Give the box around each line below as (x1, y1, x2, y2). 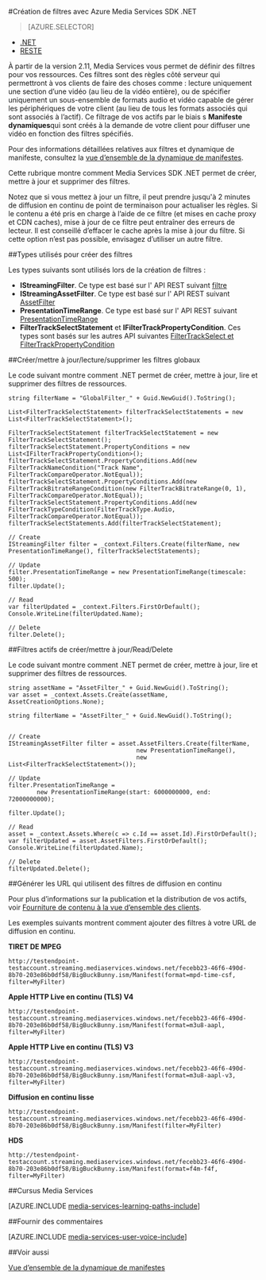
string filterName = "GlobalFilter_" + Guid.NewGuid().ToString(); (8, 394, 237, 402)
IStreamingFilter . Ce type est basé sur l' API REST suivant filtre (19, 281, 228, 289)
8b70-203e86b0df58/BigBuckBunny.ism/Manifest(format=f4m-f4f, (8, 1165, 218, 1173)
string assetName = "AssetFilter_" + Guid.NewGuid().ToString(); (8, 684, 229, 692)
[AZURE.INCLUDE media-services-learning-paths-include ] (8, 1201, 201, 1211)
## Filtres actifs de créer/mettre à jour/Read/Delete (8, 645, 173, 654)
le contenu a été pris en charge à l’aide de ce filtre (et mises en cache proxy (8, 209, 256, 218)
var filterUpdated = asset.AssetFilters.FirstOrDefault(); (8, 837, 208, 845)
